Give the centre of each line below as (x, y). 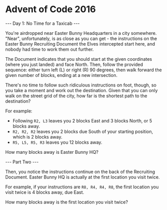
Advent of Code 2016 (51, 9)
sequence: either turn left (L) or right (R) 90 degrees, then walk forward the (83, 70)
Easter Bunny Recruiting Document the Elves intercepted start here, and (80, 44)
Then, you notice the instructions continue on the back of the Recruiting (80, 172)
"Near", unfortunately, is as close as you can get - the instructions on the (81, 38)
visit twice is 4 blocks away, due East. (45, 192)
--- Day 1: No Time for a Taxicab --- (43, 23)
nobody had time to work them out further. (50, 49)
